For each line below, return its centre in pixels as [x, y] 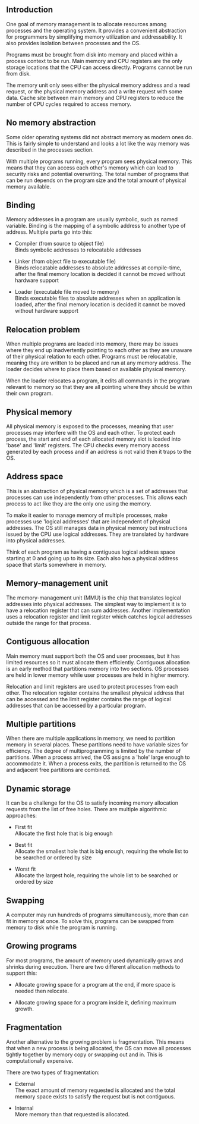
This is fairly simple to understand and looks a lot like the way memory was [98, 143]
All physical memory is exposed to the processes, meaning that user [90, 426]
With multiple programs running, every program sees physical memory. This [99, 161]
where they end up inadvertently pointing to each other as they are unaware [99, 350]
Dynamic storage [39, 788]
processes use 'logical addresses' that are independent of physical [88, 521]
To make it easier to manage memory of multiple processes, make [87, 515]
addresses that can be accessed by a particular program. [76, 705]
